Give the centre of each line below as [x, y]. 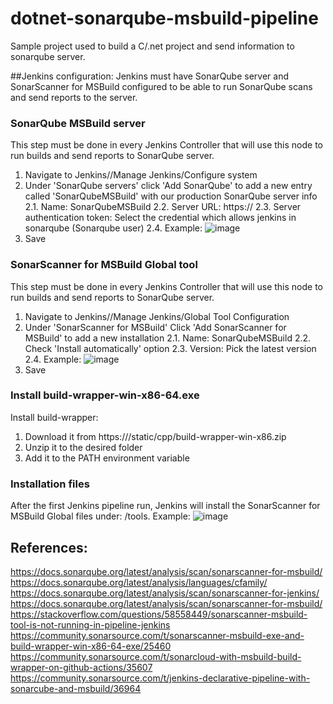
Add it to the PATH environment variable [107, 458]
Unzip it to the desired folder [83, 447]
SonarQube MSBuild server [78, 123]
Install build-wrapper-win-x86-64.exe [105, 395]
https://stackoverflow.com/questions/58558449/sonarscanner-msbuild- [159, 614]
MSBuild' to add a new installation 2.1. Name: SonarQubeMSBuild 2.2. [168, 338]
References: [49, 547]
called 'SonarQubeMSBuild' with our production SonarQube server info [171, 196]
